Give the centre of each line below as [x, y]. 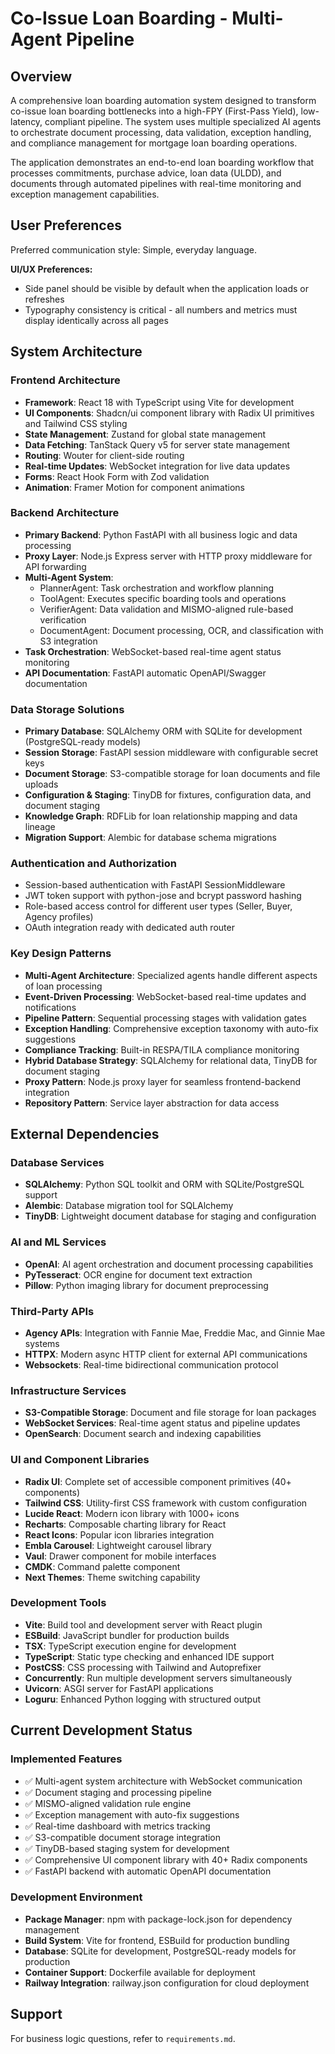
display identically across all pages [96, 320]
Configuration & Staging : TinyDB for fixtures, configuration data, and [168, 795]
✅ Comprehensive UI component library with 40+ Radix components [166, 1859]
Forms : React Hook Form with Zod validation [117, 476]
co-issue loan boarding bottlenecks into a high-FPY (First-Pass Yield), [154, 111]
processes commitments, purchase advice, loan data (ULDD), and [146, 173]
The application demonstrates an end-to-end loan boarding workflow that [162, 162]
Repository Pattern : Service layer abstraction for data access [152, 1103]
